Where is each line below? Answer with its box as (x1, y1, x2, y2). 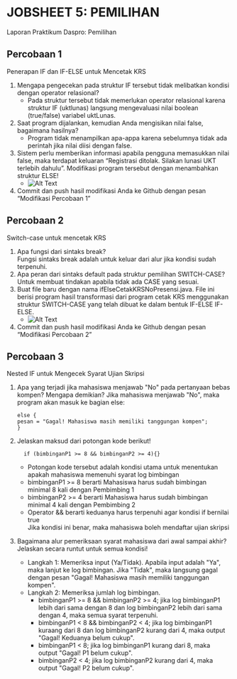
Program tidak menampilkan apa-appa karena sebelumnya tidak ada (27, 133, 228, 142)
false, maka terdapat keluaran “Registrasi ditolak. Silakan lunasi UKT (16, 156, 217, 165)
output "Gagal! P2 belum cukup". (38, 664, 134, 673)
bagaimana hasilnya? (16, 126, 79, 135)
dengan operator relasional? (16, 88, 100, 96)
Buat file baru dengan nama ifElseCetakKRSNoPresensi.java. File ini (16, 285, 215, 293)
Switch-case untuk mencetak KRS (6, 233, 106, 242)
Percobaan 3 (6, 350, 65, 363)
